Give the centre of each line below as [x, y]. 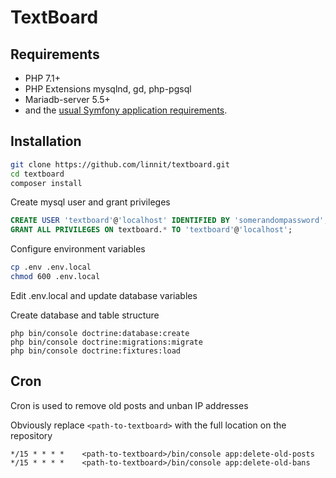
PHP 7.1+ [42, 78]
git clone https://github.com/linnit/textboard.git [120, 164]
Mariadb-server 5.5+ [67, 99]
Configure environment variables [78, 249]
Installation [46, 141]
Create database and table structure [85, 315]
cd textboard [37, 174]
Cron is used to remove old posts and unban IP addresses [129, 405]
